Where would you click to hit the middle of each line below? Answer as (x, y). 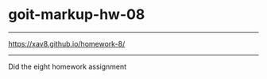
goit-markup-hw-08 (77, 15)
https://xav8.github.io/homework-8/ (67, 43)
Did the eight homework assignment (68, 66)
